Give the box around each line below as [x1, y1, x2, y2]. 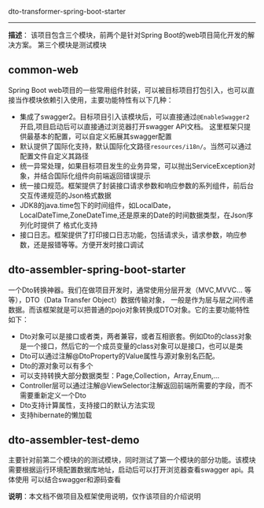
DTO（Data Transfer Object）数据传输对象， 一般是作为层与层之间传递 [24, 295, 254, 304]
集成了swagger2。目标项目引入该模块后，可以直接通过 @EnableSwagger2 [19, 112, 250, 121]
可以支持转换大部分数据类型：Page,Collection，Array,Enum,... [19, 370, 220, 380]
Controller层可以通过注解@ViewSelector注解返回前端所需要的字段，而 [19, 380, 246, 390]
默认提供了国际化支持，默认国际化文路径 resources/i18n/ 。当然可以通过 [19, 141, 252, 150]
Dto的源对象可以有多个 [19, 361, 93, 370]
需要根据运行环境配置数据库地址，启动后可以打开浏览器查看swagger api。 [8, 465, 248, 475]
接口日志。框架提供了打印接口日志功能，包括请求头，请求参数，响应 [19, 230, 240, 239]
